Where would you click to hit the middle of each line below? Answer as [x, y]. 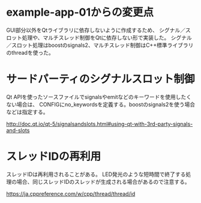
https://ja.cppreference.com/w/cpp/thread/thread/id [71, 193]
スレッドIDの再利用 [54, 156]
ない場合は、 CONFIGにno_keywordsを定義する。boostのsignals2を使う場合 [101, 104]
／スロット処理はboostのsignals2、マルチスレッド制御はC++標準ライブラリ [100, 45]
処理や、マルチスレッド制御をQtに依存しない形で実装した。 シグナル [107, 37]
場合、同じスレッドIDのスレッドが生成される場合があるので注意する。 [103, 181]
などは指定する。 [27, 112]
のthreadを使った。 [30, 52]
